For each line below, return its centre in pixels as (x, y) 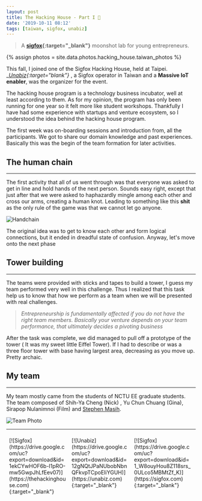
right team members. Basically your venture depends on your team (104, 320)
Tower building (35, 263)
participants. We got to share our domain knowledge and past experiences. (99, 137)
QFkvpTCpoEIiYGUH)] (99, 473)
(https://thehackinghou (37, 479)
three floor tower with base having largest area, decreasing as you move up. (101, 351)
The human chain (40, 162)
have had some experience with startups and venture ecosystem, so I (92, 112)
